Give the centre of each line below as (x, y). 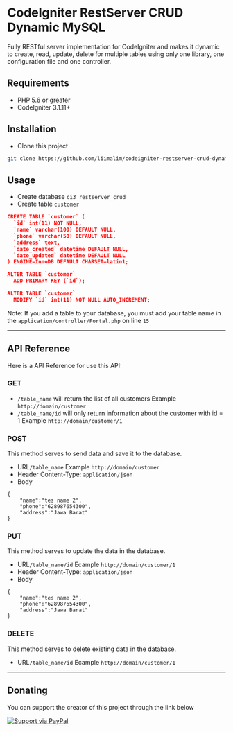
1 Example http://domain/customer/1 (70, 420)
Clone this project (42, 146)
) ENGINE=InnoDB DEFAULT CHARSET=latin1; (68, 262)
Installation (32, 129)
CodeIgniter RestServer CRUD (95, 13)
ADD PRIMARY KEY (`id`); (49, 281)
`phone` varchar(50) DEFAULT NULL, (65, 236)
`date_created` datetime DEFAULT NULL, (71, 249)
